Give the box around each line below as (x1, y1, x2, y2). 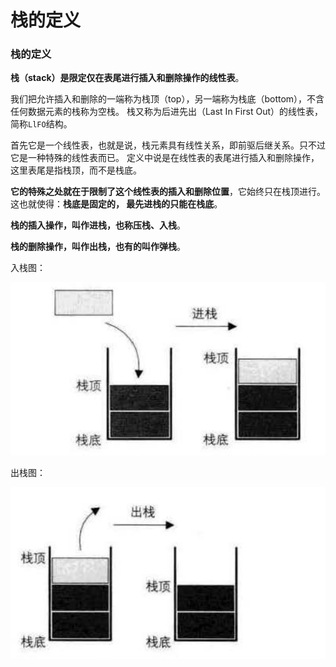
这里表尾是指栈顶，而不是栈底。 (10, 164, 142, 176)
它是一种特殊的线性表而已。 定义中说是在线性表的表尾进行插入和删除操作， (10, 152, 320, 164)
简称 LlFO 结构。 (10, 118, 73, 130)
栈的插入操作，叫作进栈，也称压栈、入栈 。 (10, 219, 186, 231)
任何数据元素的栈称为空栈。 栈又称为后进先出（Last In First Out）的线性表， (10, 106, 323, 118)
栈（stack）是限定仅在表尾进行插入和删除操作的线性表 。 (10, 72, 245, 84)
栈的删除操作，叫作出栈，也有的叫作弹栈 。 (10, 241, 186, 253)
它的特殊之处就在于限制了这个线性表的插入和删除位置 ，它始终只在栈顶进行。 (10, 186, 326, 198)
